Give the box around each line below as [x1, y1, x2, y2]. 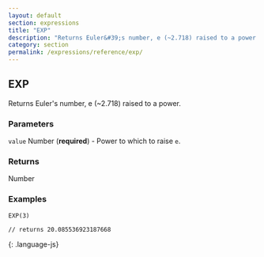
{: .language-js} [8, 239, 59, 249]
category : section [8, 41, 69, 49]
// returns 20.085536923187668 [8, 225, 111, 233]
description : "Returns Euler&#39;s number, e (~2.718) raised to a [8, 33, 236, 42]
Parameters [8, 118, 54, 129]
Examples [8, 194, 47, 205]
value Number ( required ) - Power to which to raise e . [8, 136, 181, 146]
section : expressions [8, 19, 80, 27]
